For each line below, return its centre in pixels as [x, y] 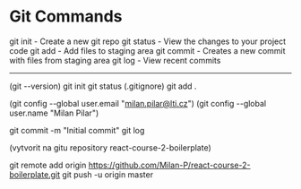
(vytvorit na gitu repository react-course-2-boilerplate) [111, 147]
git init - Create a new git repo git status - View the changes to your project [148, 41]
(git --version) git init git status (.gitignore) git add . [103, 86]
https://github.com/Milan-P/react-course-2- [169, 165]
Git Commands [66, 17]
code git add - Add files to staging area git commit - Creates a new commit [147, 50]
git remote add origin [48, 165]
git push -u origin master [108, 174]
